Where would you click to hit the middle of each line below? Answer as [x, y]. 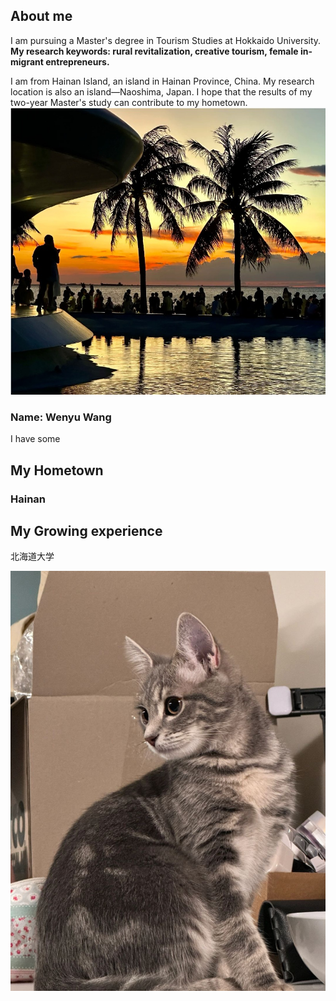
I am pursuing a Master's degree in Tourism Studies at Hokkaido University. [166, 40]
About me [41, 16]
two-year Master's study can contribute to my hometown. [129, 102]
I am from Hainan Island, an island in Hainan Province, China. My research [162, 81]
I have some [35, 439]
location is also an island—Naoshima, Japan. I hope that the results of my [161, 91]
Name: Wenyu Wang [61, 417]
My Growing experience [86, 531]
